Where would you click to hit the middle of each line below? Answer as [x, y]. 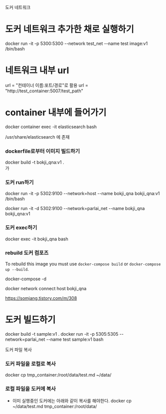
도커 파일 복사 [19, 349]
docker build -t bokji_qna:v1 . [35, 162]
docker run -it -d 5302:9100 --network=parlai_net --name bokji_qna [75, 208]
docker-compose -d [26, 279]
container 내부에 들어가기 [56, 112]
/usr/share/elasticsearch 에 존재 [37, 137]
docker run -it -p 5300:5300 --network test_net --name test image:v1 [77, 43]
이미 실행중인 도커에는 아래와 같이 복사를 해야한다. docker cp [72, 401]
